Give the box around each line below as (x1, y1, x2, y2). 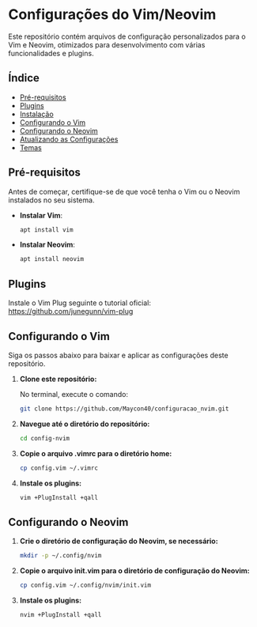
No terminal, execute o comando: (19, 389, 129, 398)
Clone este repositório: (19, 374, 97, 383)
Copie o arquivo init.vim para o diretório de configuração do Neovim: (19, 566, 251, 576)
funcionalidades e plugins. (8, 48, 94, 58)
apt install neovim (19, 255, 85, 263)
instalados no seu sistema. (8, 195, 95, 205)
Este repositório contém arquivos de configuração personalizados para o (8, 32, 247, 41)
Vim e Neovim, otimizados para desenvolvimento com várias (8, 40, 206, 49)
